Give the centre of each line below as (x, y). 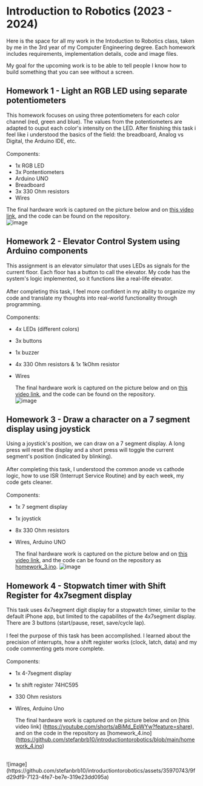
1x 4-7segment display (43, 673)
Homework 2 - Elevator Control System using (93, 242)
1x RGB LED (30, 166)
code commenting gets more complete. (55, 649)
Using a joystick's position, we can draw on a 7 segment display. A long (95, 443)
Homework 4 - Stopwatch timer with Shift (86, 586)
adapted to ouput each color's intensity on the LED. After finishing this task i (101, 128)
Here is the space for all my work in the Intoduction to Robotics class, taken (101, 41)
